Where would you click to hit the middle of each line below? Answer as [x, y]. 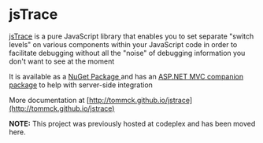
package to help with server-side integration [81, 85]
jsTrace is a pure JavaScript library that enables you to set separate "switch [131, 36]
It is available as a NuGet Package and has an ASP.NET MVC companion [126, 76]
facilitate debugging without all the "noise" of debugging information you [127, 53]
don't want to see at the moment [62, 61]
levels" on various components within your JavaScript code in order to [123, 44]
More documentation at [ [49, 100]
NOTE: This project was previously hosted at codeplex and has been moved [132, 123]
